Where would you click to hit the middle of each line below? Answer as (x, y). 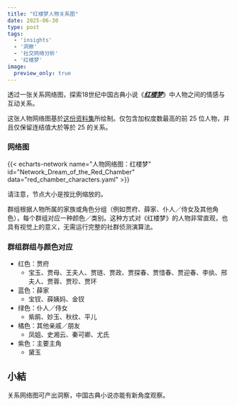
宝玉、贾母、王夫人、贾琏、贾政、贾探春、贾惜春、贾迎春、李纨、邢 (128, 273)
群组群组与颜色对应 (40, 247)
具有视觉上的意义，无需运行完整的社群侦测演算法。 (82, 227)
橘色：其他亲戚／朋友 (49, 326)
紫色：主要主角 (39, 344)
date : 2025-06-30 (33, 21)
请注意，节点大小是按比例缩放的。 (57, 194)
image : (17, 67)
